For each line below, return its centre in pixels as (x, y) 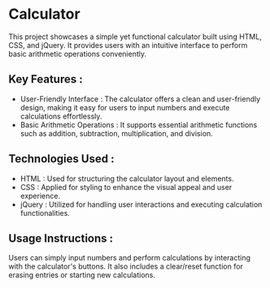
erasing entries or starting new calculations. (82, 275)
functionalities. (45, 213)
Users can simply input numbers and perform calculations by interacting (129, 258)
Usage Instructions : (61, 238)
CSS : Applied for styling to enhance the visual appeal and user (126, 187)
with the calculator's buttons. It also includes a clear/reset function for (126, 267)
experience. (40, 196)
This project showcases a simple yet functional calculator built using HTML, (135, 37)
